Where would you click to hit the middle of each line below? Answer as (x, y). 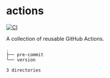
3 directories (24, 70)
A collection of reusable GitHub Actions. (55, 38)
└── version (21, 60)
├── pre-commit (25, 54)
